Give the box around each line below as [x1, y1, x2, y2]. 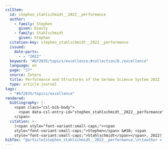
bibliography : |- [9, 100, 46, 105]
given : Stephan [18, 35, 50, 40]
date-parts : [14, 49, 39, 54]
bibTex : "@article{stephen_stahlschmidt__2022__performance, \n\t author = [5, 137, 162, 142]
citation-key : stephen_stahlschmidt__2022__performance [9, 40, 128, 45]
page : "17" [9, 68, 32, 73]
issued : [9, 44, 26, 49]
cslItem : [5, 7, 23, 12]
